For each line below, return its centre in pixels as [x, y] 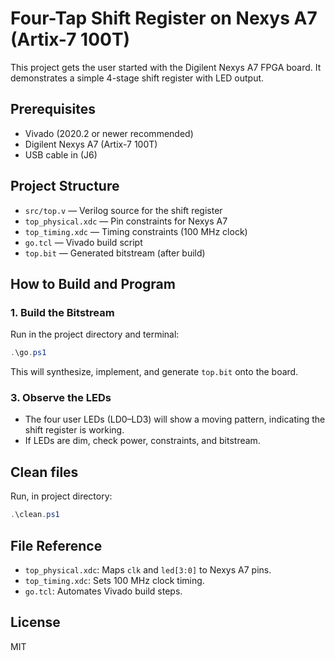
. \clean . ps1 [35, 515]
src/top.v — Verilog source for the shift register [123, 210]
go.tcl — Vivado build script [83, 242]
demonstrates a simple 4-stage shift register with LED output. [137, 78]
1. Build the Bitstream [62, 312]
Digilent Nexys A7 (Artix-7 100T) [91, 144]
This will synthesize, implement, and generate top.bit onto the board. [154, 372]
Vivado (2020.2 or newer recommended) [109, 133]
